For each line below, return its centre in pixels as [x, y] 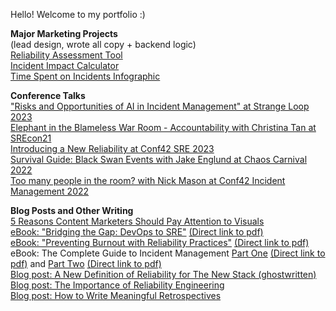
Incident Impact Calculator [65, 65]
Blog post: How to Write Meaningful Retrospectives [116, 295]
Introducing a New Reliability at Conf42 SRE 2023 [112, 148]
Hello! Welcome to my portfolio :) [78, 14]
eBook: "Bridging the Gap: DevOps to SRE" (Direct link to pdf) [137, 232]
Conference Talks [48, 95]
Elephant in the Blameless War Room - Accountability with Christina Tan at [163, 127]
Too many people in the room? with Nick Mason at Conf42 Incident [148, 180]
